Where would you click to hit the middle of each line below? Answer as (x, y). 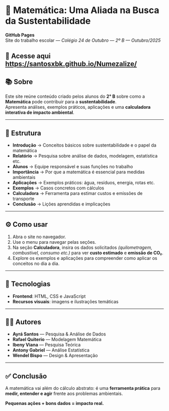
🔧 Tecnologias (28, 284)
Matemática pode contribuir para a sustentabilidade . (61, 102)
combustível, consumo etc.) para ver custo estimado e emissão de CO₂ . (88, 253)
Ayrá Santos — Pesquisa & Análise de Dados (59, 334)
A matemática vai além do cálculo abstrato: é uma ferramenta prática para (83, 388)
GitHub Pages (20, 35)
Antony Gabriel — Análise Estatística (51, 350)
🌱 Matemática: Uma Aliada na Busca (82, 10)
